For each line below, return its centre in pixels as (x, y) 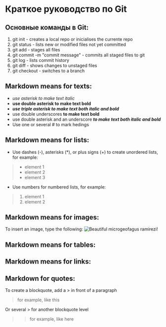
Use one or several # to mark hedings (51, 124)
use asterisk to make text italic (43, 98)
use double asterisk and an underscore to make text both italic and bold (86, 119)
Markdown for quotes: (40, 278)
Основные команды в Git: (47, 27)
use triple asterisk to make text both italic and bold (66, 109)
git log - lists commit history (41, 60)
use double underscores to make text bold (56, 114)
